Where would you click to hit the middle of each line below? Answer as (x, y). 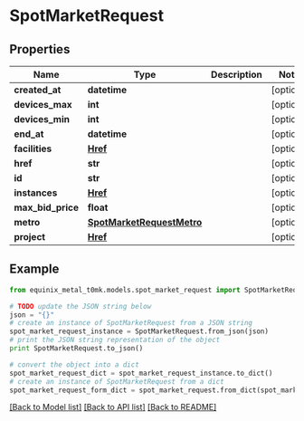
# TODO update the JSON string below (81, 306)
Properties (40, 49)
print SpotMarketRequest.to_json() (76, 349)
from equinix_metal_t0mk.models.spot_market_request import (125, 290)
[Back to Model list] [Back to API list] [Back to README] (113, 407)
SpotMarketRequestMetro (145, 222)
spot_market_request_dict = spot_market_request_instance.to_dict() (141, 373)
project (30, 237)
